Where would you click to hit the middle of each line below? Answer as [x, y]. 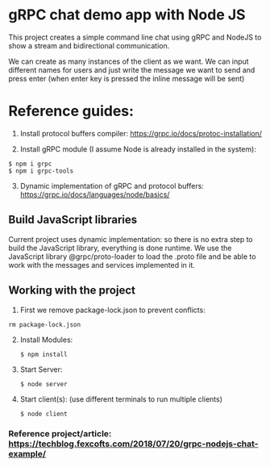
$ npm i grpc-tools [41, 171]
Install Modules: [46, 340]
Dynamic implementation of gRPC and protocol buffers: [112, 186]
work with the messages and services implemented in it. [102, 265]
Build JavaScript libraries [73, 220]
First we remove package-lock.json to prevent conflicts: [112, 310]
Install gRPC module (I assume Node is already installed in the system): [138, 149]
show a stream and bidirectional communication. [89, 45]
